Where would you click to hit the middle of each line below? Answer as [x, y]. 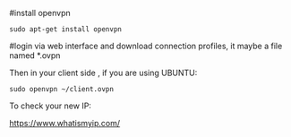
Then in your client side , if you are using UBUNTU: [103, 73]
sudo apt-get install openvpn [66, 30]
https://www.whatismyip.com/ [65, 123]
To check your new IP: [51, 106]
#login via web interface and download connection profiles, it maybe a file [146, 46]
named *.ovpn [35, 56]
